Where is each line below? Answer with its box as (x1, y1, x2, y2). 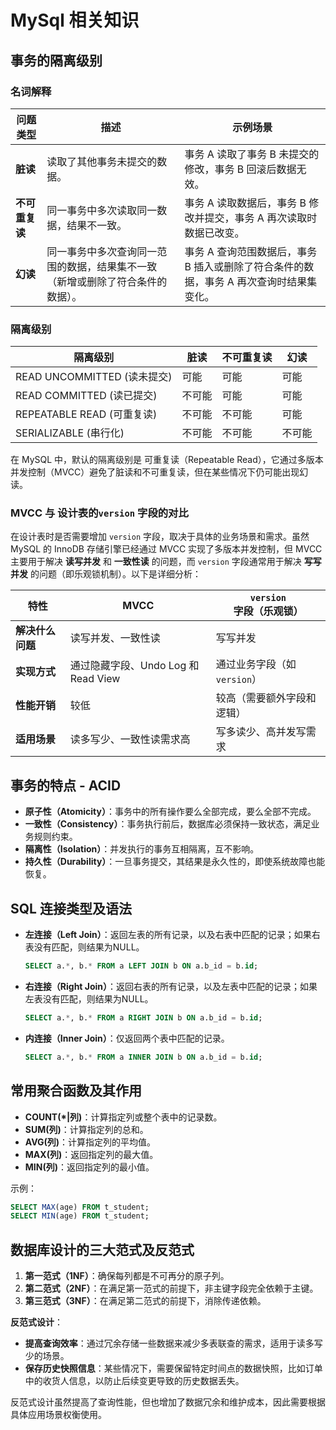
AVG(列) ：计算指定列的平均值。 (24, 1136, 157, 1148)
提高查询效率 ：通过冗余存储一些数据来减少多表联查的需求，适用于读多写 (24, 1337, 323, 1350)
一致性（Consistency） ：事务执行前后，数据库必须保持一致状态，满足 (24, 818, 312, 830)
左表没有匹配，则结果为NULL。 (24, 992, 154, 1005)
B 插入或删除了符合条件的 (184, 259, 305, 273)
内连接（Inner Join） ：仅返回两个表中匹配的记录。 (24, 1032, 230, 1044)
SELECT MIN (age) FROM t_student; (10, 1211, 150, 1221)
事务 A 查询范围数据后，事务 (184, 244, 318, 258)
